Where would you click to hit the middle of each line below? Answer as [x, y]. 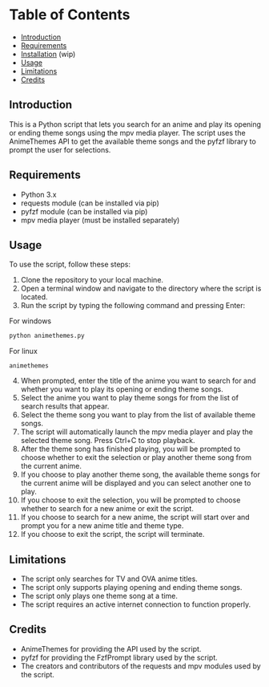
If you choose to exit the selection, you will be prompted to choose [130, 500]
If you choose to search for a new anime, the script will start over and [135, 517]
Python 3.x [38, 194]
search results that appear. [65, 406]
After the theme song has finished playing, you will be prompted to [130, 449]
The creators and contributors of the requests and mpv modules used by [141, 666]
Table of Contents [70, 15]
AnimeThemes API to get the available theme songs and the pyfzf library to [133, 141]
